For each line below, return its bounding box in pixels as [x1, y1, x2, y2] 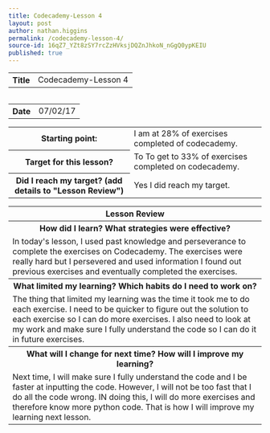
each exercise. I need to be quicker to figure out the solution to [12, 304, 249, 314]
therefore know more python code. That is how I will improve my [12, 402, 255, 412]
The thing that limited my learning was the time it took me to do [12, 294, 251, 304]
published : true [8, 49, 63, 57]
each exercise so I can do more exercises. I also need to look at [12, 314, 252, 325]
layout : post [8, 19, 52, 27]
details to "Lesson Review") [14, 186, 125, 196]
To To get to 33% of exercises [133, 150, 247, 161]
